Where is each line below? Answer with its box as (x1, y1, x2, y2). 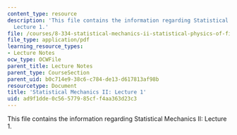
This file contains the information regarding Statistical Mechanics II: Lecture (7, 115, 227, 123)
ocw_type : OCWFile (7, 56, 61, 63)
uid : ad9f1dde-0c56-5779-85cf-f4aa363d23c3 (7, 96, 138, 103)
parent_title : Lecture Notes (7, 63, 93, 70)
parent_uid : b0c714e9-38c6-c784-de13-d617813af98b (7, 75, 159, 83)
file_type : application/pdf (7, 37, 90, 44)
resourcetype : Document (7, 82, 78, 89)
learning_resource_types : (7, 43, 83, 50)
